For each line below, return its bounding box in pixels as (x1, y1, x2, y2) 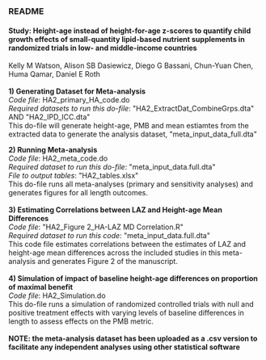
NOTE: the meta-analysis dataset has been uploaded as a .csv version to (8, 333, 258, 344)
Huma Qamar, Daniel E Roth (8, 69, 101, 79)
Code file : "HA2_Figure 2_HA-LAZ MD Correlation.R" (8, 222, 184, 232)
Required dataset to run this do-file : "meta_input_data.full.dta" (8, 162, 216, 172)
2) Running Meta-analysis (8, 145, 98, 155)
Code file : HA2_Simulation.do (8, 291, 107, 300)
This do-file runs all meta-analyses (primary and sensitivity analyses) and (8, 179, 253, 189)
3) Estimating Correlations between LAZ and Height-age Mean (8, 205, 222, 215)
